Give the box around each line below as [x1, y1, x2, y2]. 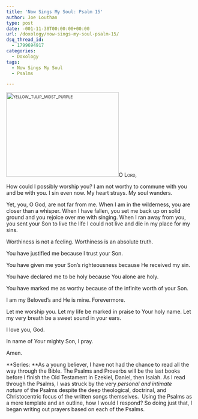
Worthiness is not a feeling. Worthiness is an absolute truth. [6, 238, 154, 245]
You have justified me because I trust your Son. [6, 250, 123, 257]
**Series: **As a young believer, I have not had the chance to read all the [6, 361, 190, 369]
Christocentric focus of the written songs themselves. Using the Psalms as [6, 393, 192, 400]
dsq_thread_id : [6, 37, 44, 43]
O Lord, [119, 171, 137, 179]
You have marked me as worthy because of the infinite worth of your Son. [6, 285, 189, 292]
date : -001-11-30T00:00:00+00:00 [6, 25, 90, 32]
